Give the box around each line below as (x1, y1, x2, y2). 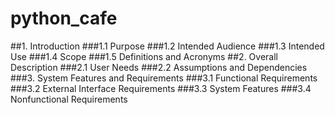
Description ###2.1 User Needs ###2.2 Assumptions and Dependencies (10, 61, 308, 73)
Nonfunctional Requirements (10, 93, 128, 105)
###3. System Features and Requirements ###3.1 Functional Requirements (10, 72, 318, 84)
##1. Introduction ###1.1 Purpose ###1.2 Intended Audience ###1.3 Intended (10, 40, 325, 52)
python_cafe (10, 7, 118, 30)
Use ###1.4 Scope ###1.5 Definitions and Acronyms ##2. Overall (10, 50, 278, 62)
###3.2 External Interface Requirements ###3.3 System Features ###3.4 (10, 82, 312, 94)
